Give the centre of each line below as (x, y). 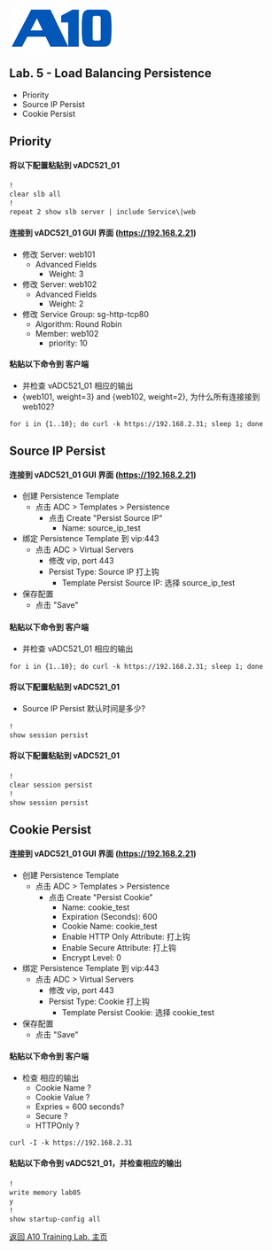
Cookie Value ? (62, 1097)
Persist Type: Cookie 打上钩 (99, 1001)
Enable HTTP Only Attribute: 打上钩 (126, 936)
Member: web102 (67, 333)
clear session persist (51, 785)
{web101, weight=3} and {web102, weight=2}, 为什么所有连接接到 (141, 396)
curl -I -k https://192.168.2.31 (71, 1142)
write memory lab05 (45, 1193)
